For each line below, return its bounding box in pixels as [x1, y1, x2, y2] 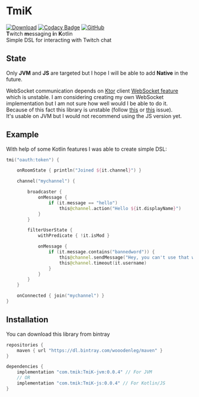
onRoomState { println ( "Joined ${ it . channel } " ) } [17, 167, 142, 173]
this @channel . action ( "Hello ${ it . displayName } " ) [59, 205, 182, 211]
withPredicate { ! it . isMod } [37, 233, 110, 239]
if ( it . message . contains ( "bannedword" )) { [48, 249, 155, 255]
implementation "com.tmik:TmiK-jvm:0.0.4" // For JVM [17, 369, 152, 375]
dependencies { [6, 364, 44, 370]
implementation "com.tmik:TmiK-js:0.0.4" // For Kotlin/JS [17, 380, 166, 386]
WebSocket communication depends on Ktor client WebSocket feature [6, 87, 179, 94]
